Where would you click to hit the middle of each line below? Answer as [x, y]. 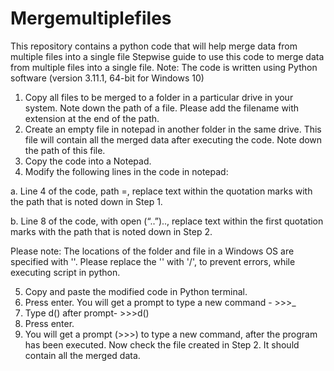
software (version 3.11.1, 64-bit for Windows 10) [107, 78]
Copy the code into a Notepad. [88, 161]
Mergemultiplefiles [91, 18]
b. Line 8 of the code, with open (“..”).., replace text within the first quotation [167, 221]
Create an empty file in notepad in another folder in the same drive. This [173, 129]
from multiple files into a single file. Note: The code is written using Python [164, 67]
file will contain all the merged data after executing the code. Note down [173, 139]
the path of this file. [65, 150]
